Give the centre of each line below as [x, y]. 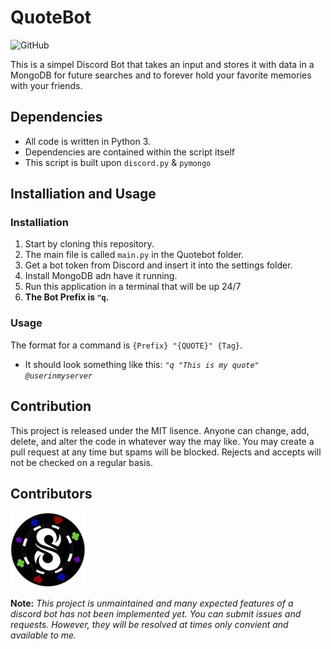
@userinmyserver [58, 376]
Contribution [51, 406]
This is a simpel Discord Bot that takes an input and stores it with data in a [162, 64]
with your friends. [46, 85]
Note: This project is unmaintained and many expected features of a [152, 603]
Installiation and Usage [83, 194]
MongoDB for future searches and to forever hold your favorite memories [161, 75]
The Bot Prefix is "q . [67, 297]
